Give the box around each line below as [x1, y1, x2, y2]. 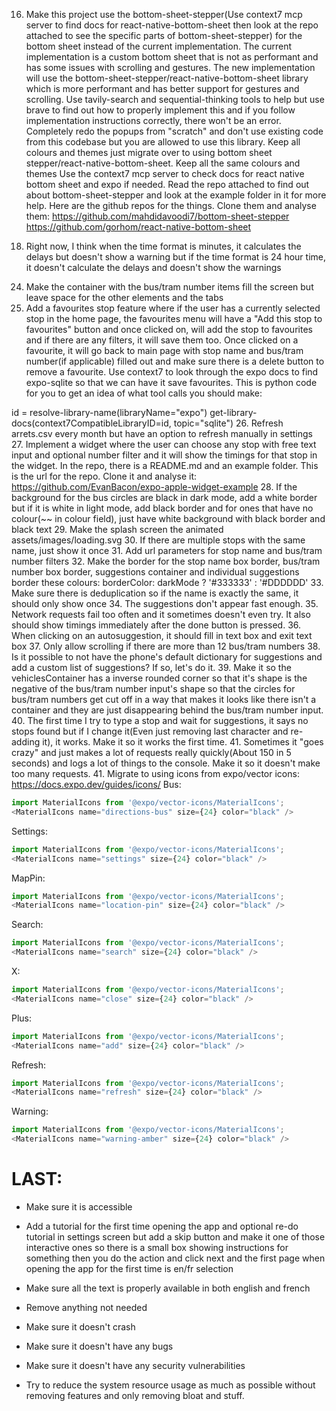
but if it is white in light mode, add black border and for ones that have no [11, 502, 314, 514]
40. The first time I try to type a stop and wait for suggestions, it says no [11, 715, 309, 726]
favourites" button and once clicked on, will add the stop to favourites [25, 324, 313, 335]
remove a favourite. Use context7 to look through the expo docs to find [25, 366, 319, 378]
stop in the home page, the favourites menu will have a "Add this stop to [25, 313, 323, 324]
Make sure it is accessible [25, 1200, 133, 1213]
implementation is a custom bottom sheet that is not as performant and [25, 51, 319, 63]
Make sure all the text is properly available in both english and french [25, 1282, 311, 1294]
